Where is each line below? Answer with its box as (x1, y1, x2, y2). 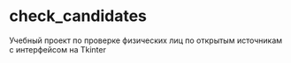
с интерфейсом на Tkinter (9, 44, 106, 54)
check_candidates (9, 6, 148, 26)
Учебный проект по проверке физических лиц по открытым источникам (9, 35, 283, 45)
